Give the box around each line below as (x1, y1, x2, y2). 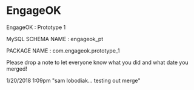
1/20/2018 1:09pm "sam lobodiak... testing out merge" (6, 77, 141, 84)
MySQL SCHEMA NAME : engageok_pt (6, 35, 104, 42)
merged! (6, 65, 27, 72)
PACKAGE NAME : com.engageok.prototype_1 (6, 47, 120, 54)
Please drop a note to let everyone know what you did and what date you (6, 59, 189, 66)
